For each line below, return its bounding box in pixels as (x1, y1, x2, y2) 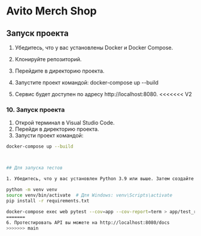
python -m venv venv (6, 186, 58, 193)
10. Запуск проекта (6, 105, 65, 113)
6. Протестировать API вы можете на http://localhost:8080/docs (6, 220, 170, 226)
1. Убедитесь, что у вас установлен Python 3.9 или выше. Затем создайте (6, 176, 194, 182)
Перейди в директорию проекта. (14, 126, 99, 133)
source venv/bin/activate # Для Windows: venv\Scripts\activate (6, 192, 172, 198)
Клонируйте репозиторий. (14, 56, 82, 62)
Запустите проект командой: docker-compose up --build (14, 79, 159, 86)
